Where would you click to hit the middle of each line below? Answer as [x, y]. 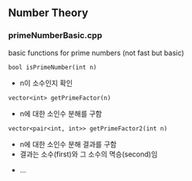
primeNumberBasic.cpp [55, 36]
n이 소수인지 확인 [46, 83]
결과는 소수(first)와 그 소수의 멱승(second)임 [88, 154]
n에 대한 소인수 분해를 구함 [61, 113]
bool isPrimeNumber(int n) [53, 67]
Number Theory [48, 13]
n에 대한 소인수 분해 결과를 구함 [68, 144]
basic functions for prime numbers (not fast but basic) [96, 53]
